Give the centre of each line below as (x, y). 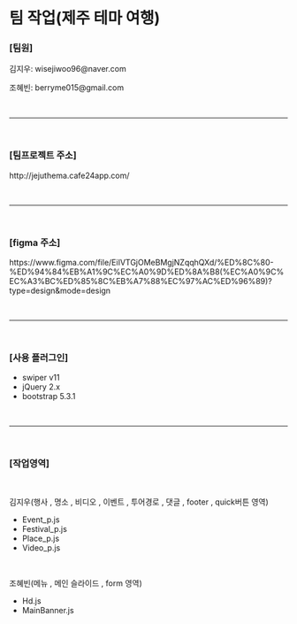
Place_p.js (41, 538)
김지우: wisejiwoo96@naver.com (68, 69)
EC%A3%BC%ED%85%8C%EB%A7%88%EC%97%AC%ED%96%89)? (141, 281)
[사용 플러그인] (39, 358)
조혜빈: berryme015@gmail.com (67, 88)
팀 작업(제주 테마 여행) (85, 18)
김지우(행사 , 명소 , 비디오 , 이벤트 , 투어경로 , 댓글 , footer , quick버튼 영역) (139, 502)
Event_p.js (41, 520)
